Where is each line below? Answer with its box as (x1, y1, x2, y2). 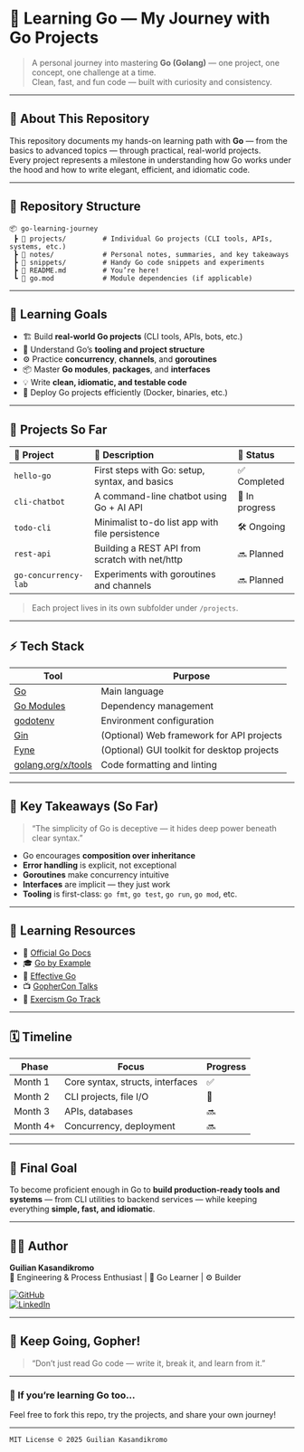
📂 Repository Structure (9, 199, 141, 214)
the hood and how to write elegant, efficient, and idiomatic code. (9, 164, 251, 175)
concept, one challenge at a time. (31, 67, 157, 78)
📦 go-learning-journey (9, 223, 99, 233)
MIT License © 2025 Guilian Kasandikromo (9, 1436, 168, 1445)
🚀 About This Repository (9, 111, 150, 127)
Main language (100, 685, 165, 698)
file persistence (93, 527, 160, 540)
